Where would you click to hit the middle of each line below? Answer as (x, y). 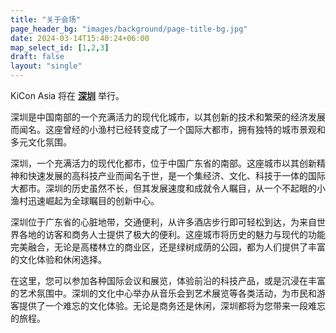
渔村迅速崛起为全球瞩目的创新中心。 (85, 200)
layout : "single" (46, 66)
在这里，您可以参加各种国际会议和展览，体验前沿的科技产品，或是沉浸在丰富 (168, 280)
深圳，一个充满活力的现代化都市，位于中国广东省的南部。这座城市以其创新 (163, 163)
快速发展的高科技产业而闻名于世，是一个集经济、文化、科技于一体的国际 (176, 175)
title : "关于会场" (46, 19)
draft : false (37, 57)
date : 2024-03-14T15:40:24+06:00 (80, 38)
